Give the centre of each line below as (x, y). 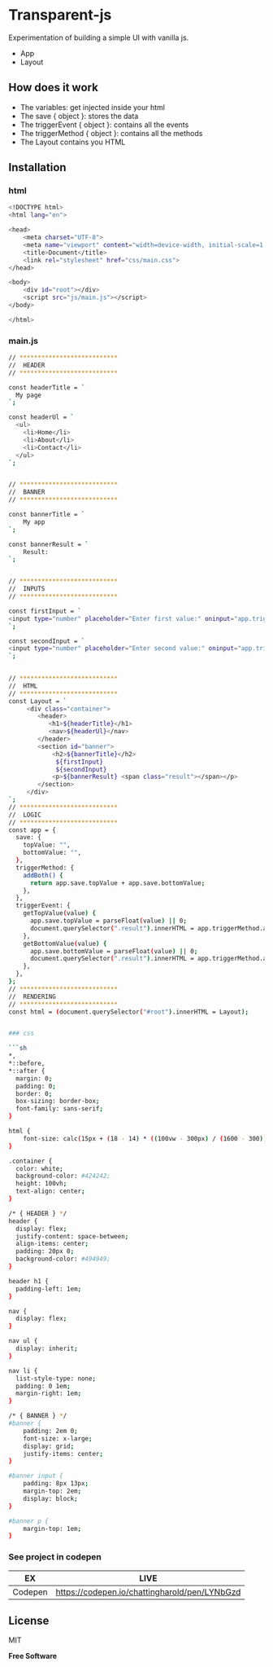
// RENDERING (32, 996)
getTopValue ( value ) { (59, 913)
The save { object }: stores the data (79, 116)
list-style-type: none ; (56, 1379)
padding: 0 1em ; (43, 1386)
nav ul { (23, 1341)
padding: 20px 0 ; (45, 1251)
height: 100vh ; (41, 1184)
